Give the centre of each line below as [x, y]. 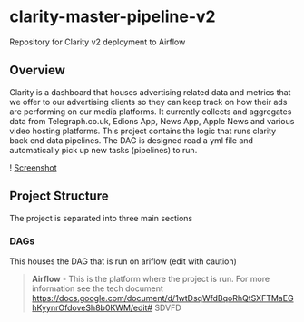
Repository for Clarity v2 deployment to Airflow [98, 42]
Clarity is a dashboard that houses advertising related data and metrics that [150, 92]
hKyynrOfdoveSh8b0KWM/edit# [92, 307]
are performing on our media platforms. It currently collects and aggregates [151, 112]
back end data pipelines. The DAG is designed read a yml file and [132, 140]
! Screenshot [33, 167]
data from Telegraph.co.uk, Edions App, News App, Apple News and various [152, 121]
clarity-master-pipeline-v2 [113, 17]
